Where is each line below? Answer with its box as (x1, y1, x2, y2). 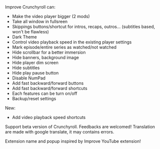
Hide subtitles (12, 65, 40, 71)
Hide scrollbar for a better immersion (12, 49, 86, 55)
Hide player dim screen (12, 60, 59, 65)
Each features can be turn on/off (12, 90, 78, 96)
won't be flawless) (12, 29, 49, 34)
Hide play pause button (12, 70, 59, 75)
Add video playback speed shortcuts (12, 115, 86, 120)
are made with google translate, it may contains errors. (5, 129, 114, 134)
